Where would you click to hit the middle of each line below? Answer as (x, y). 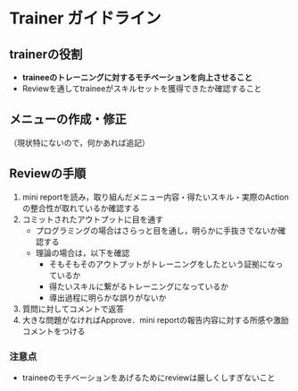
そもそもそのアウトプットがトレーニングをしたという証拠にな (162, 264)
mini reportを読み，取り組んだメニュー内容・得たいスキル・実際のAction (156, 197)
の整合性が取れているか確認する (81, 208)
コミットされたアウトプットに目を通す (92, 219)
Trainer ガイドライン (86, 18)
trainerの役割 (46, 54)
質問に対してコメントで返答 (73, 309)
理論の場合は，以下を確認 (83, 252)
